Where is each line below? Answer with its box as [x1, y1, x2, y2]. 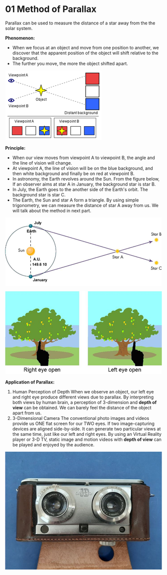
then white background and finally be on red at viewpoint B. [12, 171, 135, 177]
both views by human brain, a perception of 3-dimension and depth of [12, 399, 157, 405]
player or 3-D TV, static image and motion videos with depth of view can [12, 436, 162, 442]
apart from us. [12, 410, 42, 416]
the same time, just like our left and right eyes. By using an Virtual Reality [12, 431, 162, 437]
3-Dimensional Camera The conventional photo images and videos [12, 415, 150, 421]
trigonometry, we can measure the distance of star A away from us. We [12, 202, 159, 208]
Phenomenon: [5, 35, 35, 41]
